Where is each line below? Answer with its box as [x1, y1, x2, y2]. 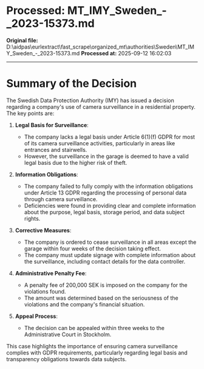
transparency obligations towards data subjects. [6, 355, 127, 362]
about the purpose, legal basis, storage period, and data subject [24, 208, 185, 216]
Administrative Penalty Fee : [15, 269, 87, 277]
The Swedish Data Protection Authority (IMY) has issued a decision [6, 97, 174, 104]
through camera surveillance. [24, 195, 98, 202]
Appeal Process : [15, 312, 58, 320]
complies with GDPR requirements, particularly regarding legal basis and [6, 349, 188, 356]
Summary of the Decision [6, 77, 137, 91]
